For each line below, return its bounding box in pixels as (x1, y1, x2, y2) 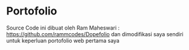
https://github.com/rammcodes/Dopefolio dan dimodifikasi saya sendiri (6, 30, 184, 37)
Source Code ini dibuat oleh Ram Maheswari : (6, 24, 120, 31)
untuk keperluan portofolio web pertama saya (6, 37, 120, 44)
